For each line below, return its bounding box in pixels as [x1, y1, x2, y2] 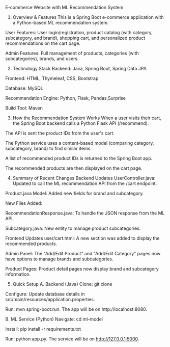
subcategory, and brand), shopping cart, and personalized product [5, 35, 146, 41]
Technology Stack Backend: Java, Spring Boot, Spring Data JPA [12, 66, 147, 71]
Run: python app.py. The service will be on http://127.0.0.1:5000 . [5, 336, 139, 342]
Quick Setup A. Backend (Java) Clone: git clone [12, 281, 112, 287]
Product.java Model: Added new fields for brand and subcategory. [5, 191, 144, 196]
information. [5, 271, 31, 277]
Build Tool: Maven [5, 105, 43, 111]
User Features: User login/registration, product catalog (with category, [5, 30, 153, 35]
